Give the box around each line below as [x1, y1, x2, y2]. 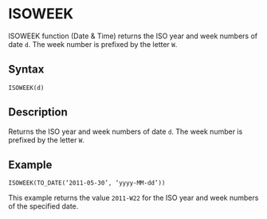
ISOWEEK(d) [8, 84, 45, 92]
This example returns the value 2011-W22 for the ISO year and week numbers [8, 193, 259, 203]
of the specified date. [8, 201, 79, 211]
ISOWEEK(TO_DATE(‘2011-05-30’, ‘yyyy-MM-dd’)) [8, 179, 166, 187]
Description [8, 105, 68, 119]
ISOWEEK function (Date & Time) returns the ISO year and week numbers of [8, 31, 257, 41]
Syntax [8, 63, 45, 76]
